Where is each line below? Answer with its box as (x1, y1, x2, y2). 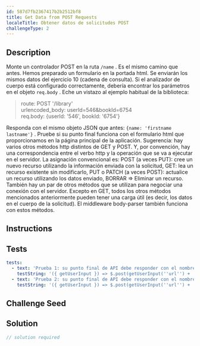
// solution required (6, 334, 60, 340)
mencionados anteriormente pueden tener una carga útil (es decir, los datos (6, 194, 192, 201)
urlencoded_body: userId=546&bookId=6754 (20, 107, 132, 114)
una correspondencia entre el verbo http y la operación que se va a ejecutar (6, 149, 193, 157)
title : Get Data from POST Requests (6, 14, 97, 20)
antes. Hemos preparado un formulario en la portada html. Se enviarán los (6, 70, 188, 77)
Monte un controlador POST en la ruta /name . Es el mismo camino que (6, 63, 179, 70)
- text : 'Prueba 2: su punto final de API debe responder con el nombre (11, 276, 196, 282)
